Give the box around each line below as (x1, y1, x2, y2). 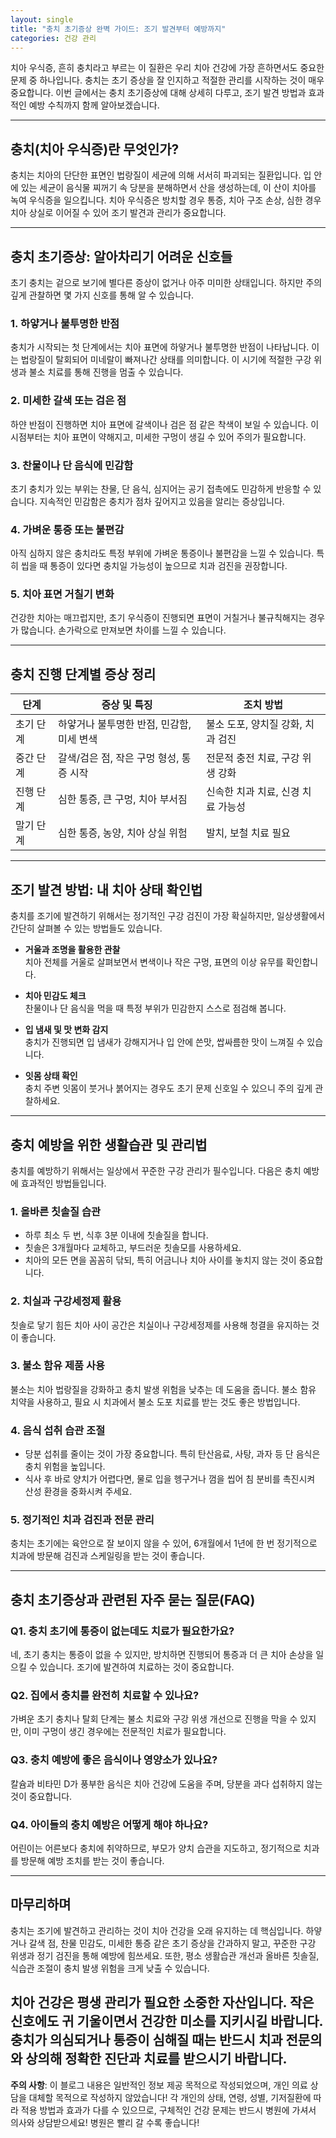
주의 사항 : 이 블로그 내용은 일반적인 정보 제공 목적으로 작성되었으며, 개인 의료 (10, 2079, 308, 2091)
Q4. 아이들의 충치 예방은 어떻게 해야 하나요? (10, 1817, 209, 1831)
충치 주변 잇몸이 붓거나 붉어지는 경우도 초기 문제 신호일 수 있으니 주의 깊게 (24, 1082, 313, 1095)
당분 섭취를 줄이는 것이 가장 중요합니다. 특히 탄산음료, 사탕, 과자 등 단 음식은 (24, 1448, 321, 1460)
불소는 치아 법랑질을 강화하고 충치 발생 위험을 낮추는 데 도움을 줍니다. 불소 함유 (10, 1383, 317, 1395)
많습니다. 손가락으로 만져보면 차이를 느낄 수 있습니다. (20, 624, 227, 636)
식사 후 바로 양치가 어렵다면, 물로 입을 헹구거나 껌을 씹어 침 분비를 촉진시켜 (24, 1473, 316, 1485)
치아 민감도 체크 (24, 990, 87, 1002)
